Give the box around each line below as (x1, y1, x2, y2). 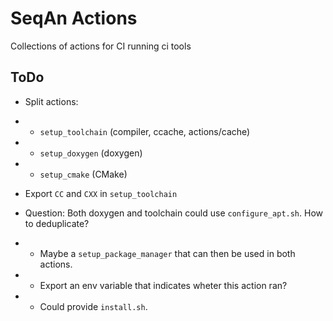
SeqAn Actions (10, 7, 138, 30)
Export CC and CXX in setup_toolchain (24, 187, 178, 199)
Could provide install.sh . (39, 300, 148, 312)
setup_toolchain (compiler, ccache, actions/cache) (39, 125, 251, 137)
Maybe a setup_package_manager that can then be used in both (39, 247, 296, 259)
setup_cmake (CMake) (39, 168, 128, 180)
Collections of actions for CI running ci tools (10, 40, 192, 52)
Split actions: (24, 95, 79, 107)
